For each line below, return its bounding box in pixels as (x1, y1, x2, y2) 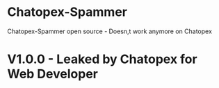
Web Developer (7, 67, 99, 82)
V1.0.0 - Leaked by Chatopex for (7, 51, 197, 67)
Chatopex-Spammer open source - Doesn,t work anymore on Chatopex (7, 27, 212, 35)
